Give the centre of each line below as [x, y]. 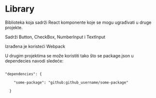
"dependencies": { [23, 74]
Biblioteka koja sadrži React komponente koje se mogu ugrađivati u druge [78, 22]
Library [20, 9]
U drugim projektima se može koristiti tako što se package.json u [69, 56]
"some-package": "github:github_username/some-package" [71, 82]
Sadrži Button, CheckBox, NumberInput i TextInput [55, 37]
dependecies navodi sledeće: [34, 61]
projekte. [14, 27]
